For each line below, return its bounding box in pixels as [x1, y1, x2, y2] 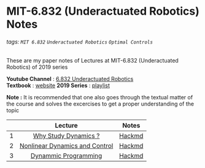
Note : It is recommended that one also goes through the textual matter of [6, 94, 193, 101]
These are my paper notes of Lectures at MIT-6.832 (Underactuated [6, 57, 179, 64]
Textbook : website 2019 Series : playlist [6, 82, 110, 90]
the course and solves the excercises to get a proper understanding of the [6, 100, 195, 108]
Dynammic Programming [30, 151, 102, 160]
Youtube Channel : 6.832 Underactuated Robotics [6, 75, 134, 83]
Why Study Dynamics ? [33, 132, 100, 140]
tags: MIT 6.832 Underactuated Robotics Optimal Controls [6, 38, 153, 45]
